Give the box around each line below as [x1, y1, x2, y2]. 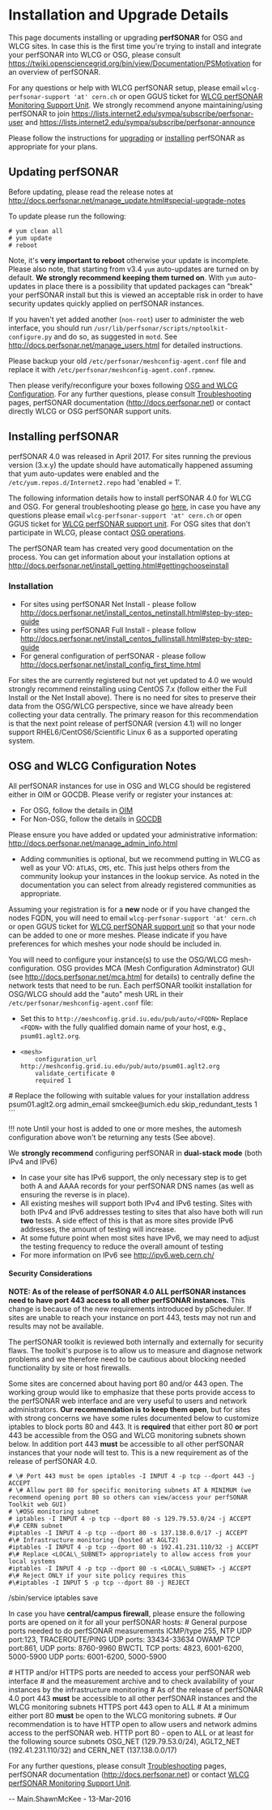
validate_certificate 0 [35, 1069, 115, 1077]
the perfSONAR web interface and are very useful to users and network [8, 1396, 247, 1405]
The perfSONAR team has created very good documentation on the [8, 543, 233, 553]
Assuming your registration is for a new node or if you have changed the [8, 904, 251, 914]
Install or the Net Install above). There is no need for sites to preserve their [8, 692, 257, 702]
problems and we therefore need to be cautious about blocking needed [8, 1354, 246, 1364]
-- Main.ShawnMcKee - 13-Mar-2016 [8, 1794, 131, 1804]
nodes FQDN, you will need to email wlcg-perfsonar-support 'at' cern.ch [8, 912, 257, 923]
